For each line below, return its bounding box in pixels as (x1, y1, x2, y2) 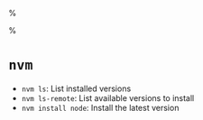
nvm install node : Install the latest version (21, 102, 180, 113)
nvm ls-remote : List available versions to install (21, 92, 195, 103)
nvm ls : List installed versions (21, 83, 132, 94)
